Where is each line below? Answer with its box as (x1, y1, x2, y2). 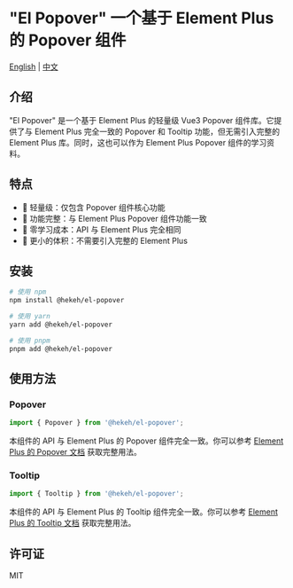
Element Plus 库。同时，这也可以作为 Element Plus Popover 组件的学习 (9, 137, 267, 147)
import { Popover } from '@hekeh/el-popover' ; (9, 419, 184, 427)
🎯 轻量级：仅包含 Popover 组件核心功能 (21, 201, 166, 213)
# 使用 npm (9, 287, 47, 297)
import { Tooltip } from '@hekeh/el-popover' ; (9, 490, 184, 498)
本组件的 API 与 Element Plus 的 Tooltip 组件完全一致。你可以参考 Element (9, 506, 279, 517)
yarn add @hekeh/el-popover (9, 320, 113, 329)
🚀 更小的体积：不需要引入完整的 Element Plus (21, 235, 189, 246)
